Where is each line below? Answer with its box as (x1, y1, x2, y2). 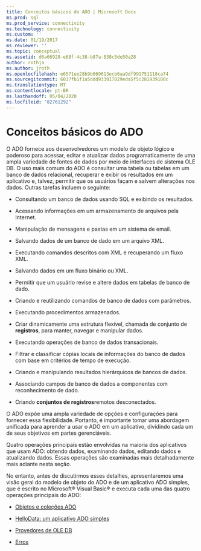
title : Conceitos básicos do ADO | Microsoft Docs (6, 8, 136, 15)
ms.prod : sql (6, 15, 39, 21)
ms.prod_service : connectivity (6, 20, 85, 26)
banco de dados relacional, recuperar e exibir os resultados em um (6, 171, 173, 178)
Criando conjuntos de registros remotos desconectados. (14, 398, 156, 406)
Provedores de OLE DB (14, 526, 72, 533)
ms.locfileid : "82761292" (6, 99, 71, 105)
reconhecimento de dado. (14, 386, 80, 394)
